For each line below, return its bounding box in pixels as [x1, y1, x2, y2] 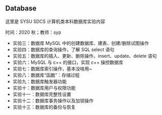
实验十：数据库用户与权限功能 [12, 84, 76, 91]
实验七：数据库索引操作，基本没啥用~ [12, 65, 92, 72]
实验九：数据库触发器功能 [12, 78, 67, 84]
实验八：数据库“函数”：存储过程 [12, 72, 80, 78]
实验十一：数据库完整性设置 [12, 91, 72, 97]
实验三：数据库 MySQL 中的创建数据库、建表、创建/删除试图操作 [12, 40, 149, 46]
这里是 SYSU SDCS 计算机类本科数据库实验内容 [5, 18, 105, 25]
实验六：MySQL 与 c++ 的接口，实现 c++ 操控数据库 [12, 59, 124, 65]
